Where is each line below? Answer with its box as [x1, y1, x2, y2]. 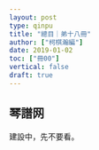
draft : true [9, 71, 53, 80]
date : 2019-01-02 [9, 46, 73, 55]
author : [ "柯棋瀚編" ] [9, 37, 84, 47]
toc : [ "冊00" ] [9, 54, 60, 63]
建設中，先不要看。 [9, 130, 80, 142]
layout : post [9, 12, 57, 22]
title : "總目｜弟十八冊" [9, 29, 91, 38]
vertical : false [9, 63, 69, 72]
